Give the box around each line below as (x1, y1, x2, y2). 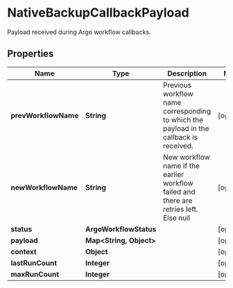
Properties (7, 48, 54, 60)
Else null (162, 213, 191, 223)
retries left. (162, 204, 199, 214)
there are (162, 196, 193, 205)
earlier (162, 169, 184, 179)
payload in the (162, 124, 209, 133)
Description (167, 68, 207, 78)
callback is (162, 132, 198, 142)
